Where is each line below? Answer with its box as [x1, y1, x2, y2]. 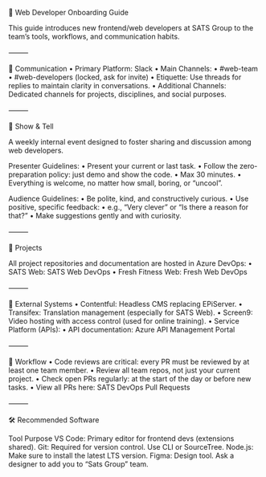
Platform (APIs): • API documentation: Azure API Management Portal [8, 325, 235, 334]
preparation [8, 169, 47, 179]
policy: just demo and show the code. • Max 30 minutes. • [48, 169, 242, 179]
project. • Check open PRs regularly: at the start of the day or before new [8, 374, 252, 383]
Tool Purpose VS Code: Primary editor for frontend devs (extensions [8, 434, 235, 443]
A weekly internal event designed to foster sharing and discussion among [8, 137, 252, 146]
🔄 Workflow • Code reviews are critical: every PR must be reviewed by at [8, 357, 250, 366]
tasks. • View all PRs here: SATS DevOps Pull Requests [8, 382, 190, 392]
